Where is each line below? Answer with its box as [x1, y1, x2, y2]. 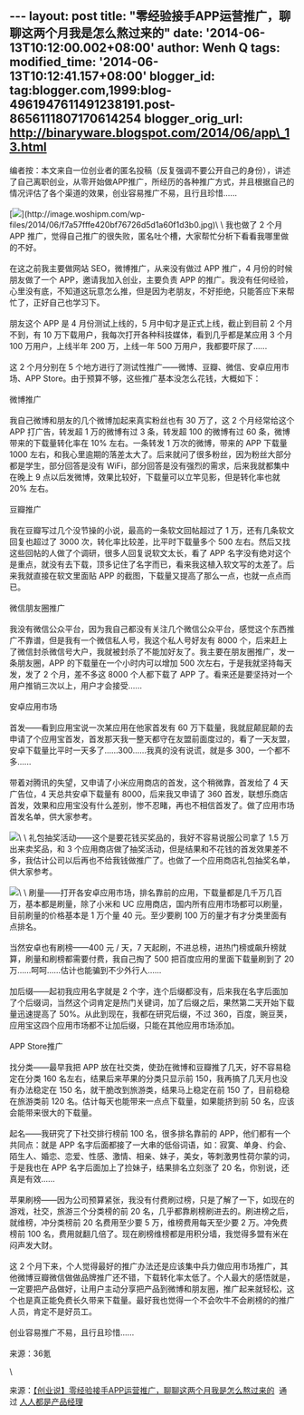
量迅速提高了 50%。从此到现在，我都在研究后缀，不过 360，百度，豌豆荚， [9, 1008, 292, 1019]
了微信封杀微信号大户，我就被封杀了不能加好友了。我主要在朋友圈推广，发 [9, 646, 287, 657]
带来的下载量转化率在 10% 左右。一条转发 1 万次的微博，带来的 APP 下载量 [9, 437, 288, 448]
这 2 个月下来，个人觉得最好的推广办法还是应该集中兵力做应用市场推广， [9, 1260, 280, 1272]
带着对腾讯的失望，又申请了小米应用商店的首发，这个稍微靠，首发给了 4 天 [9, 776, 289, 787]
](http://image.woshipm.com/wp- [21, 208, 146, 220]
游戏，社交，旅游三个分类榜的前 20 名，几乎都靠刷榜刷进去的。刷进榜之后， [9, 1205, 294, 1216]
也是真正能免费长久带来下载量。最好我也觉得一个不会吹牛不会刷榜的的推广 [16, 1294, 295, 1305]
